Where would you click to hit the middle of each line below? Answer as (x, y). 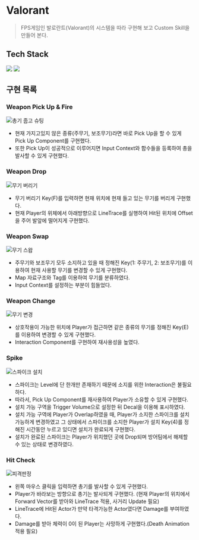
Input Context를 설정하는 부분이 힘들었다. (63, 285)
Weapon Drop (26, 172)
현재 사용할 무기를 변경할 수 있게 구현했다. (79, 270)
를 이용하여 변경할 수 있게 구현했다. (55, 335)
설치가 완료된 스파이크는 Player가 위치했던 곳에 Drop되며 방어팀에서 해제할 (101, 437)
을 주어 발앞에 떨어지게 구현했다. (52, 220)
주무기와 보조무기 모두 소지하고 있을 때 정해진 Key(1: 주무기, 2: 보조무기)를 (100, 263)
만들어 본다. (34, 35)
